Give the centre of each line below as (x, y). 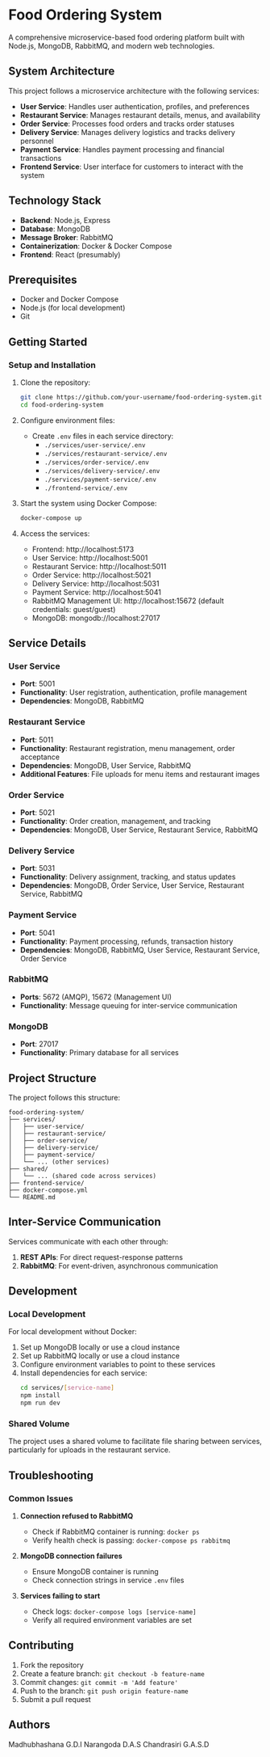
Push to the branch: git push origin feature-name (104, 1691)
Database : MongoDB (55, 229)
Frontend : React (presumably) (70, 254)
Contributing (41, 1646)
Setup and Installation (52, 365)
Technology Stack (55, 201)
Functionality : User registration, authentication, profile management (133, 692)
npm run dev (40, 1403)
